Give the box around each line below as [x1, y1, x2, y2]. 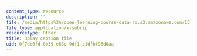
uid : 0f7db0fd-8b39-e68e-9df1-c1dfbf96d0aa [6, 41, 114, 47]
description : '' [6, 14, 46, 20]
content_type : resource [6, 8, 64, 15]
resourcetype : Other [6, 30, 57, 36]
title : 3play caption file [6, 36, 72, 41]
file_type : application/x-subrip [6, 24, 88, 31]
